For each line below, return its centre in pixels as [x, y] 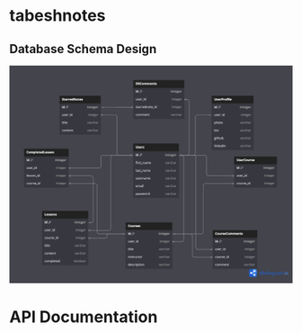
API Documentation [84, 317]
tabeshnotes [58, 16]
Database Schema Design [83, 49]
